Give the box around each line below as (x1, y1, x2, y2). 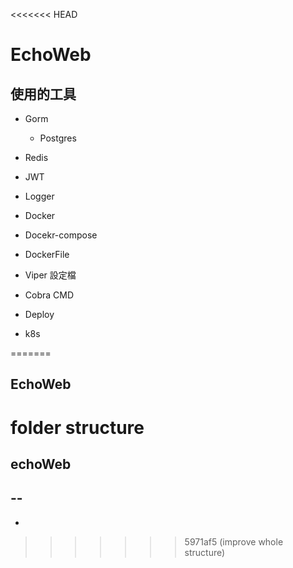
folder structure (10, 416, 145, 439)
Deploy (24, 309, 55, 320)
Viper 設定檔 (24, 269, 77, 281)
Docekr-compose (24, 229, 98, 241)
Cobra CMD (24, 289, 75, 301)
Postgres (39, 132, 77, 144)
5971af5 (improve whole (184, 535, 284, 548)
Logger (24, 190, 55, 202)
